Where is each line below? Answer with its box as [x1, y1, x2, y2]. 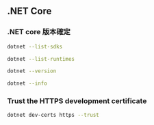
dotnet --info [7, 80, 48, 87]
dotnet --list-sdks [7, 43, 63, 50]
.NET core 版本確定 [7, 27, 70, 37]
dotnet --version [7, 68, 57, 74]
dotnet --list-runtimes [7, 55, 75, 62]
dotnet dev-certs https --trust [7, 112, 99, 119]
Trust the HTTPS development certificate [7, 96, 147, 106]
